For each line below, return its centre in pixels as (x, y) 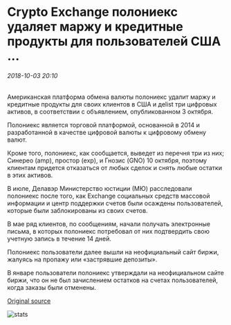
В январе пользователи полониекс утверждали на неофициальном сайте (116, 273)
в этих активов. (30, 175)
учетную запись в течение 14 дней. (59, 239)
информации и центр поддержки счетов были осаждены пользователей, (115, 203)
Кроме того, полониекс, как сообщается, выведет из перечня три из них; (116, 154)
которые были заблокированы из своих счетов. (77, 211)
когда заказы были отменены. (52, 288)
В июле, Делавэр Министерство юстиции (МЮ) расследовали (100, 189)
